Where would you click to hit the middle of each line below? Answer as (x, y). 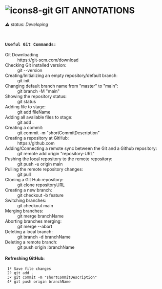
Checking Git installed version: (36, 65)
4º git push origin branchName (39, 282)
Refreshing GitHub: (25, 258)
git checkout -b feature (40, 195)
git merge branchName (40, 216)
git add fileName (34, 112)
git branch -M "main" (39, 91)
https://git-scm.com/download (48, 60)
